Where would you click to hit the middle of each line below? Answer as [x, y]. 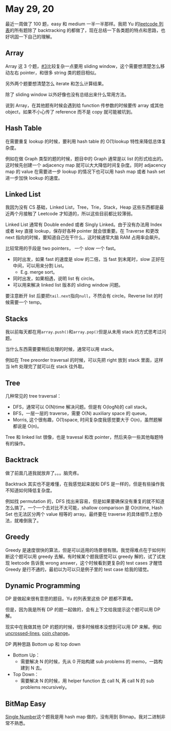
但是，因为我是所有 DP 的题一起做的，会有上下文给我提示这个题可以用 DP [83, 610]
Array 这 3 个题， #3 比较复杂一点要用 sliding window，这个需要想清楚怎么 [83, 66]
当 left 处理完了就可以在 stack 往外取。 [46, 367]
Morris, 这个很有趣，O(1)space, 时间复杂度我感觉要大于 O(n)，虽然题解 [88, 420]
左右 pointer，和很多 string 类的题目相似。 [54, 72]
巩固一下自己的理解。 [32, 36]
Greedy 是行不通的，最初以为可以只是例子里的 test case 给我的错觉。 [79, 569]
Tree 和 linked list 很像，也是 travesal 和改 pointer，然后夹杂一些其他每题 [82, 437]
